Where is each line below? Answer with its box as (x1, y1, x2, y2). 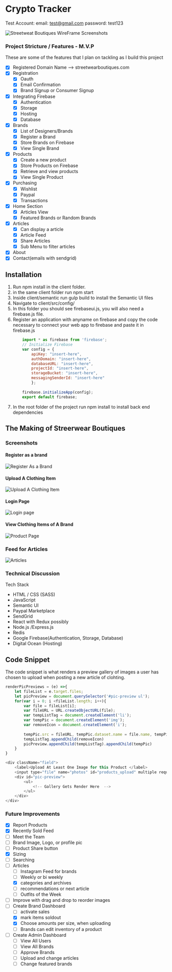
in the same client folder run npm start (12, 289, 94, 295)
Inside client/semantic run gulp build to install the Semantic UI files (12, 295, 154, 301)
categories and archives (20, 880, 72, 886)
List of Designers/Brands (20, 128, 73, 134)
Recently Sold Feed (12, 828, 54, 834)
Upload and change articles (20, 955, 79, 961)
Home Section (12, 203, 43, 209)
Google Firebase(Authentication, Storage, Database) (12, 635, 124, 641)
